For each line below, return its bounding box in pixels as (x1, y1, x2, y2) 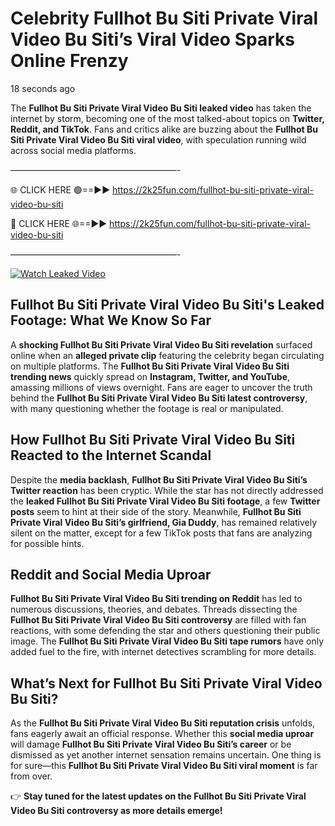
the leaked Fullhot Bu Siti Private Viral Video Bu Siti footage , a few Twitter (10, 495, 321, 507)
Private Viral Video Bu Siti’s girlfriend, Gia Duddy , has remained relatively (10, 516, 318, 528)
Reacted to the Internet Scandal (10, 447, 212, 464)
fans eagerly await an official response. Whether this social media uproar (10, 728, 315, 740)
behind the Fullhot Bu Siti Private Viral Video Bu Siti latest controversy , (10, 392, 308, 404)
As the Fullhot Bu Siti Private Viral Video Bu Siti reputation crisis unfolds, (10, 717, 316, 729)
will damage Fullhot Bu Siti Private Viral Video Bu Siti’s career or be (10, 738, 292, 751)
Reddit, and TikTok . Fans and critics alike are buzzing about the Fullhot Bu (10, 123, 318, 135)
